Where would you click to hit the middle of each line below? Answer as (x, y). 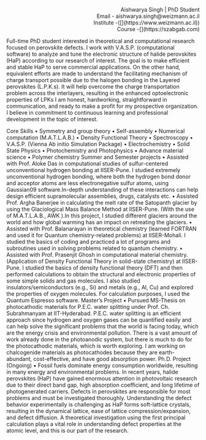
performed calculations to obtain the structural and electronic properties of (101, 274)
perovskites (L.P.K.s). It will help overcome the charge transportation (93, 86)
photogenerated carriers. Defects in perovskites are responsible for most (98, 391)
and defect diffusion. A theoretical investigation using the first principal (96, 417)
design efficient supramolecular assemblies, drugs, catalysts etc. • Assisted (102, 196)
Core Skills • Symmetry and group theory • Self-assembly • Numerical (96, 131)
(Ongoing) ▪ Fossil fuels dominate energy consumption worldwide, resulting (102, 365)
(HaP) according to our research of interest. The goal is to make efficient (98, 60)
